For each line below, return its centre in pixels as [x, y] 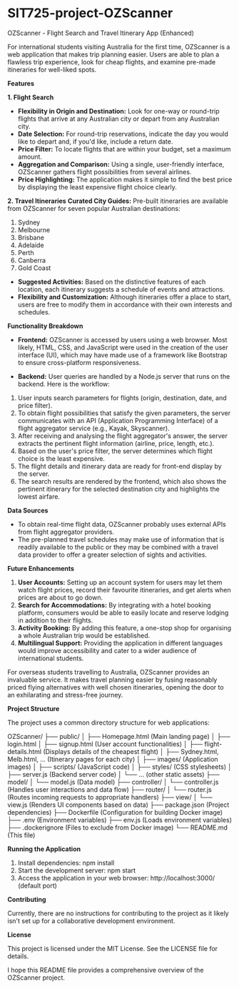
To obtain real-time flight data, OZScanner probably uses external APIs [122, 524]
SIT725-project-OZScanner [90, 13]
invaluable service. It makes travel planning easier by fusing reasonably [112, 680]
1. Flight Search [31, 97]
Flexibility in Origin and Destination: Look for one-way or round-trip [118, 111]
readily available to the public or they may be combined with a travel [118, 547]
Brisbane [31, 237]
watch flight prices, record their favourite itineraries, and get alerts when [124, 590]
